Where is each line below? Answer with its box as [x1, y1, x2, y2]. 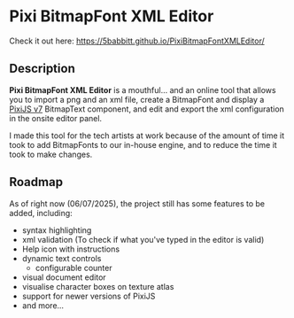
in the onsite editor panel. [9, 112, 103, 123]
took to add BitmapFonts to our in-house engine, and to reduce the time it [9, 139, 277, 150]
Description [9, 61, 75, 76]
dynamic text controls [21, 252, 102, 263]
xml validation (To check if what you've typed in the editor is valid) [21, 234, 265, 244]
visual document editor [21, 272, 106, 283]
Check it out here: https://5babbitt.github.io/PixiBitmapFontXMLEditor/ [9, 35, 265, 46]
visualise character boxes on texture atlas [21, 281, 174, 291]
